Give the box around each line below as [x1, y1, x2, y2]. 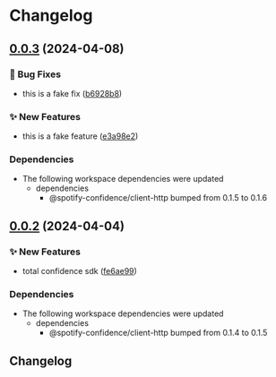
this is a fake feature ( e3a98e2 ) [22, 131, 139, 141]
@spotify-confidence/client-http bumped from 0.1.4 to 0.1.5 [48, 328, 268, 338]
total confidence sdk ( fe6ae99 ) [22, 266, 137, 277]
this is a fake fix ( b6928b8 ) [22, 88, 123, 99]
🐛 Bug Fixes [9, 68, 61, 81]
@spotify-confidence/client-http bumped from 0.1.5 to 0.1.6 [48, 193, 267, 203]
